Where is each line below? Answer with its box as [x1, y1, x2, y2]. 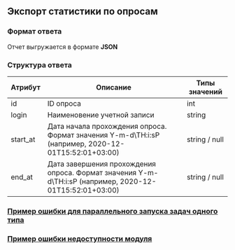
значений [188, 87, 222, 97]
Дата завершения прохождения [47, 159, 156, 169]
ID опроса [47, 98, 82, 108]
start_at [10, 134, 36, 144]
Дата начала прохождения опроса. [47, 121, 167, 131]
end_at [10, 172, 34, 181]
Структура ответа [7, 60, 72, 69]
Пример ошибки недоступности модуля [7, 234, 152, 244]
